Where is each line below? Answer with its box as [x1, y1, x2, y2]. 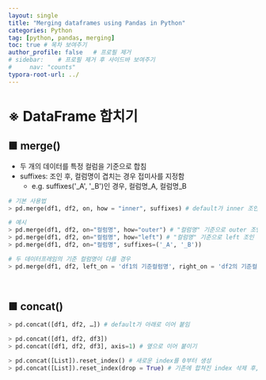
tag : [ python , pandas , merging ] [8, 33, 115, 42]
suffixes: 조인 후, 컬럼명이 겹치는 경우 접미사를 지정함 [19, 171, 184, 181]
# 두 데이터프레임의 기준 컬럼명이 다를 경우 [8, 255, 131, 263]
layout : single [8, 11, 59, 20]
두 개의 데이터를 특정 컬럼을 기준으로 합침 [19, 161, 147, 171]
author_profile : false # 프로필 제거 [8, 48, 132, 56]
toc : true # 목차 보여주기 [8, 41, 87, 49]
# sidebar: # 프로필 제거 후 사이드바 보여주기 [8, 56, 156, 64]
